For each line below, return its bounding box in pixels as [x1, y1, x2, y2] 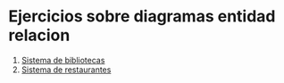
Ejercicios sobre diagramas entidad [8, 6, 276, 27]
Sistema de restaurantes [21, 64, 112, 75]
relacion [8, 25, 71, 46]
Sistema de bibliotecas [21, 54, 105, 65]
